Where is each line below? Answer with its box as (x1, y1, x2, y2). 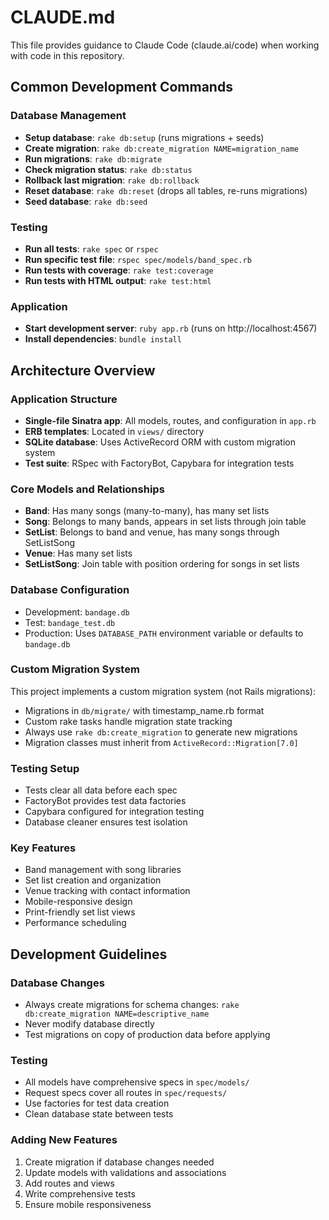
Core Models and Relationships (10, 482, 165, 496)
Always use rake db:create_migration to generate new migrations (24, 726, 298, 738)
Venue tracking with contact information (24, 885, 191, 897)
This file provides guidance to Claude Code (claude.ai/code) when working (10, 39, 320, 51)
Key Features (10, 841, 77, 855)
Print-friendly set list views (24, 906, 136, 918)
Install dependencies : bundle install (24, 333, 182, 345)
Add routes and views (24, 1177, 115, 1189)
